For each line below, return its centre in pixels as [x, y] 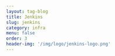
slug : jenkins [23, 22]
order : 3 [17, 38]
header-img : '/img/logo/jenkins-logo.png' [58, 44]
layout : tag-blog [27, 11]
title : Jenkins [25, 17]
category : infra [26, 28]
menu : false [20, 33]
